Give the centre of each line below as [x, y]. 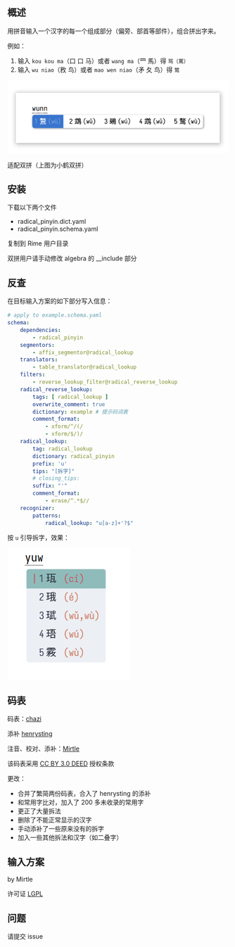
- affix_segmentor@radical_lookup [83, 352]
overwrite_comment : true [69, 404]
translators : [39, 360]
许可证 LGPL [25, 894]
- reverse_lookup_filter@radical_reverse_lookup [105, 382]
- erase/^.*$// [67, 501]
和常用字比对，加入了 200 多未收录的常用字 [81, 802]
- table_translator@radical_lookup [85, 367]
